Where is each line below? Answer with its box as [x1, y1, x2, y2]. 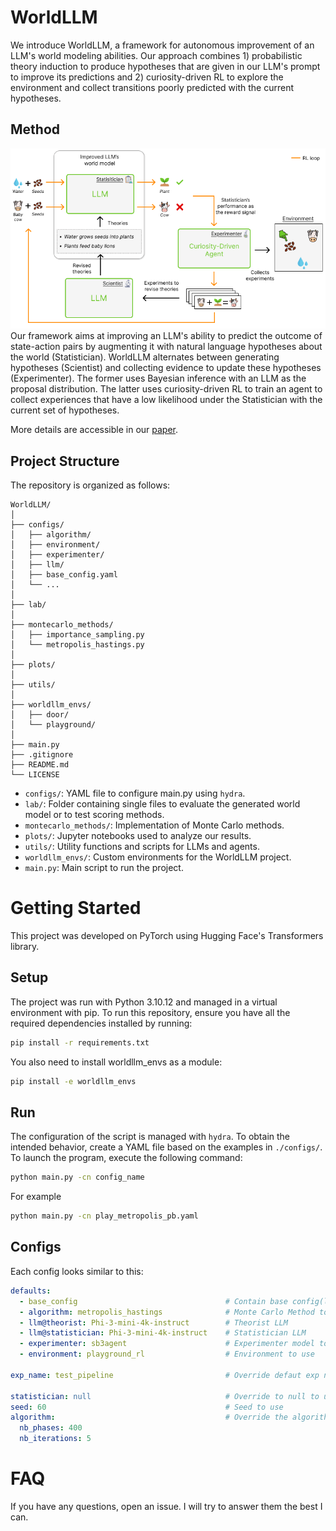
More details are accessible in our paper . [10, 424, 179, 436]
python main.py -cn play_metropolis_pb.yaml [10, 1211, 199, 1221]
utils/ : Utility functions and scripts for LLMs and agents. [24, 841, 260, 853]
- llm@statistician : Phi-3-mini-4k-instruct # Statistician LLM [19, 1328, 307, 1338]
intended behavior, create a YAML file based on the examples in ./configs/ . [10, 1141, 323, 1153]
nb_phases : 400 [19, 1423, 83, 1433]
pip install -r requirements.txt [10, 1037, 150, 1048]
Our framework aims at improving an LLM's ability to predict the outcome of [10, 330, 323, 342]
